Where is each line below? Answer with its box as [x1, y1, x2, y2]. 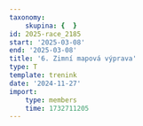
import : [9, 87, 38, 96]
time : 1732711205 [25, 104, 90, 113]
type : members [25, 95, 77, 105]
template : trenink [9, 71, 77, 80]
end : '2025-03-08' [9, 46, 77, 55]
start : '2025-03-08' [9, 37, 86, 47]
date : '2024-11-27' [9, 79, 82, 88]
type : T [9, 63, 38, 72]
